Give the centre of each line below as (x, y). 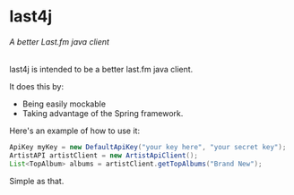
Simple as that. (37, 182)
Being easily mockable (64, 104)
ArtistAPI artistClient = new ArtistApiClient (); (104, 156)
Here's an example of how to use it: (75, 131)
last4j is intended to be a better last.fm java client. (101, 70)
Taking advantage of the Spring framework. (103, 114)
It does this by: (37, 87)
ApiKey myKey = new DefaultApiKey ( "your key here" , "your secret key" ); (148, 148)
